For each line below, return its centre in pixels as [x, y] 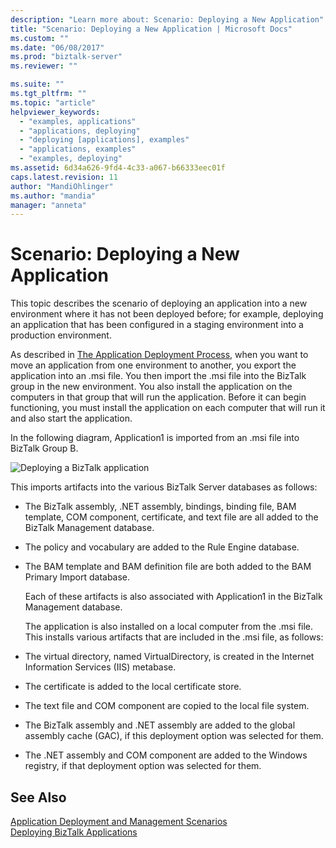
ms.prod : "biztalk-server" [66, 57]
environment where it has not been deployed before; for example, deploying [167, 314]
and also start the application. [71, 418]
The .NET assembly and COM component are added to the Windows [166, 755]
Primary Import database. [77, 577]
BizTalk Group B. [44, 448]
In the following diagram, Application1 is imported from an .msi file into [155, 438]
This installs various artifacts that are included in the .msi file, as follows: [174, 637]
